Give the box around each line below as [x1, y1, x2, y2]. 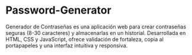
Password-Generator [5, 4, 112, 17]
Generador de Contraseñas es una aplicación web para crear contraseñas [5, 23, 187, 30]
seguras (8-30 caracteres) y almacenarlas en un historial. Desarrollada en [5, 29, 186, 36]
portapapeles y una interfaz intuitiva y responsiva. [5, 42, 128, 49]
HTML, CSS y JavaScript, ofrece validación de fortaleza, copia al [5, 35, 164, 43]
